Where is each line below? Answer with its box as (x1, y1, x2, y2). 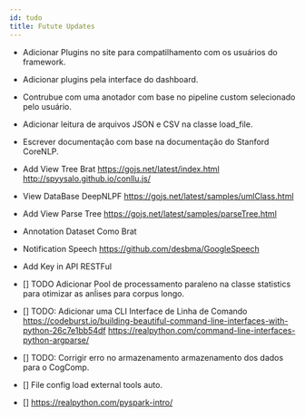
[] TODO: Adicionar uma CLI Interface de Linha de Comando (22, 305, 248, 316)
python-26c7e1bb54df (22, 325, 106, 335)
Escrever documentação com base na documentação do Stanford (22, 136, 270, 147)
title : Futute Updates (9, 22, 95, 31)
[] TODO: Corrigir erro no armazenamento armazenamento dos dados (22, 352, 284, 363)
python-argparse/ (22, 335, 90, 345)
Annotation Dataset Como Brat (22, 226, 138, 237)
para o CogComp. (22, 362, 90, 373)
